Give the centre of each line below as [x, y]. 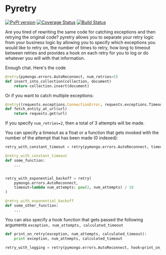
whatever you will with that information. [45, 58]
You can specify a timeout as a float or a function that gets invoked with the [82, 133]
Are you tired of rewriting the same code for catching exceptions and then [80, 32]
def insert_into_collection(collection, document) [58, 81]
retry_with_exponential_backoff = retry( [48, 178]
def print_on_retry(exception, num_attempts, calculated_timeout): [76, 234]
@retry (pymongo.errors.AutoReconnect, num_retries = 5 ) [62, 77]
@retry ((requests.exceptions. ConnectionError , [54, 104]
